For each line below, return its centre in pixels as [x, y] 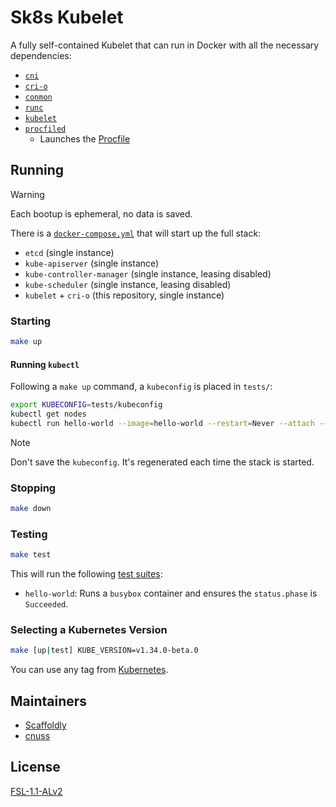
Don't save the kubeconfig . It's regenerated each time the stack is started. [162, 462]
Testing [29, 534]
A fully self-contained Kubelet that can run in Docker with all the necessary [165, 45]
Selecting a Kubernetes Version [89, 630]
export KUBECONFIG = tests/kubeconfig [86, 405]
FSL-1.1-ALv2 [36, 791]
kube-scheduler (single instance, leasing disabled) [128, 284]
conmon [38, 97]
